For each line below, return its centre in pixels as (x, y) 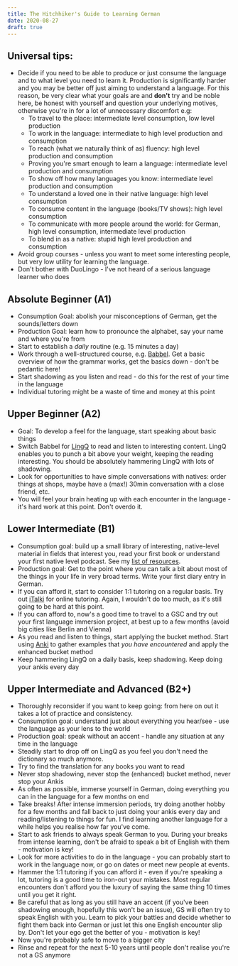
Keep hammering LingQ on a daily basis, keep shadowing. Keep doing (120, 659)
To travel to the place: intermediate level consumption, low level (121, 119)
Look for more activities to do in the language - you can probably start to (124, 857)
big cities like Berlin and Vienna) (65, 629)
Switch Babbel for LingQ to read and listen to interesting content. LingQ (122, 446)
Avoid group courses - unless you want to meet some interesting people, (124, 254)
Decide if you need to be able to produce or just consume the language (122, 73)
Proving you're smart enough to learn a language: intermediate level (128, 163)
